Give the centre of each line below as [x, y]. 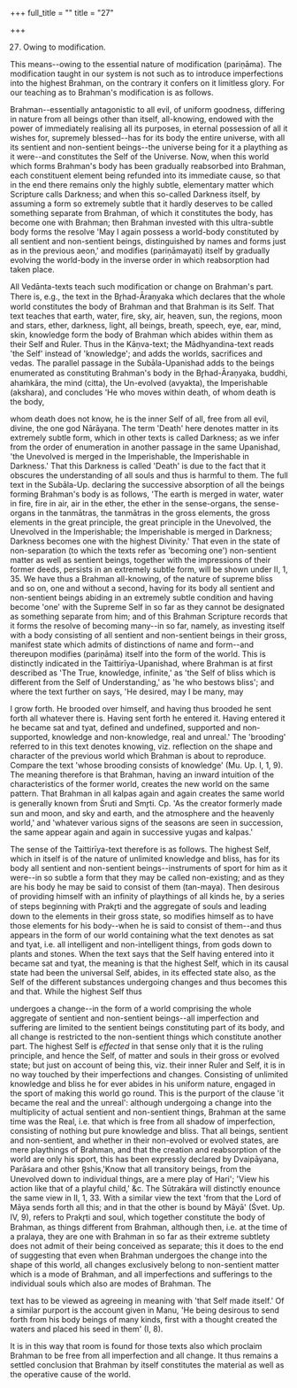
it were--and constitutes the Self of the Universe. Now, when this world [140, 157]
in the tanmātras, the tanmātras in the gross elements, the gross [154, 513]
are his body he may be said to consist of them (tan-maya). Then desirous [145, 887]
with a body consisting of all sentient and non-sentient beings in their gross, [148, 635]
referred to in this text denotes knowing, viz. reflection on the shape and [141, 746]
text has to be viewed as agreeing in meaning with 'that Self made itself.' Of [147, 1301]
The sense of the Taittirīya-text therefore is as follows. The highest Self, [141, 849]
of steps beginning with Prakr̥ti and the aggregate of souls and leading [139, 906]
